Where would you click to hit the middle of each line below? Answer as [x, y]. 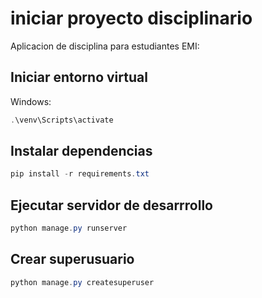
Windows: [31, 101]
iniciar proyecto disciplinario [131, 18]
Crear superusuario [72, 259]
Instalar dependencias [81, 151]
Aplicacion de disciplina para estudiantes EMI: [105, 46]
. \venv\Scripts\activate [62, 120]
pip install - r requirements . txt [80, 174]
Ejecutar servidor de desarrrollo [111, 205]
